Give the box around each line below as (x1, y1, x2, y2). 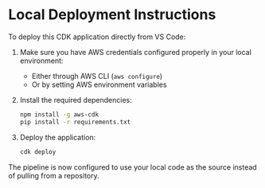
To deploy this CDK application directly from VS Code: (8, 32, 186, 41)
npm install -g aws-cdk (19, 110, 99, 119)
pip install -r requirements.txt (19, 118, 131, 126)
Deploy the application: (19, 132, 96, 142)
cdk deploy (19, 147, 57, 156)
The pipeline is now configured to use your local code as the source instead (8, 162, 257, 172)
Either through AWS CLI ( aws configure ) (31, 71, 163, 80)
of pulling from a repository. (8, 170, 99, 180)
